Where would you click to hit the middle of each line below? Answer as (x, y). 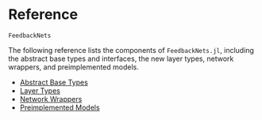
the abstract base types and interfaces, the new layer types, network (121, 58)
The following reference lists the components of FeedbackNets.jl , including (131, 50)
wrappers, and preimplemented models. (73, 67)
